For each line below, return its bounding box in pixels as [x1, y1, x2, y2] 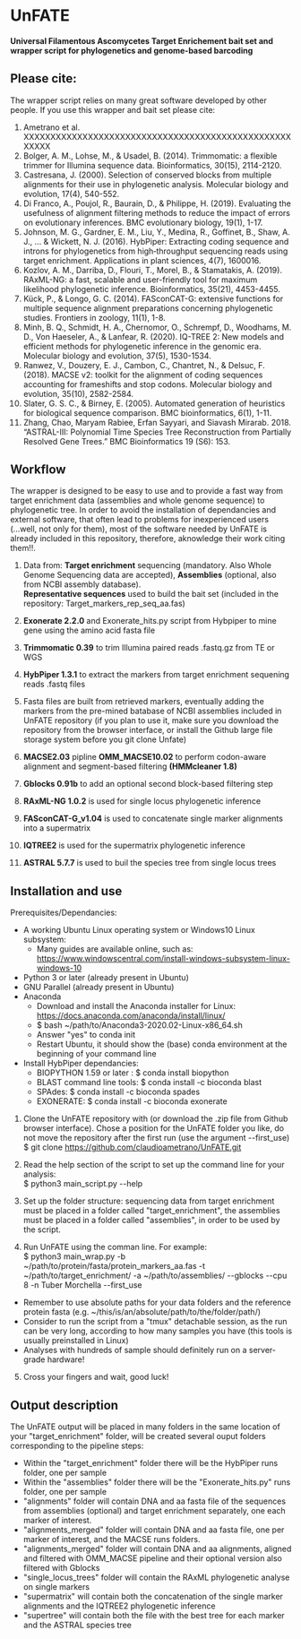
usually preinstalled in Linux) [22, 1335, 129, 1346]
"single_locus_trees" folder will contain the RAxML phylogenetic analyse [22, 1572, 290, 1583]
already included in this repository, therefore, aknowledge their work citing [10, 533, 286, 544]
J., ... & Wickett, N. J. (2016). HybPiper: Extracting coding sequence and [22, 236, 289, 246]
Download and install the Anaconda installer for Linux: [36, 1001, 236, 1012]
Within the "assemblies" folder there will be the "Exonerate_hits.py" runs [22, 1477, 291, 1488]
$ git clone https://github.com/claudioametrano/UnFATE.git [22, 1142, 242, 1152]
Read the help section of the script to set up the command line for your [22, 1160, 285, 1170]
